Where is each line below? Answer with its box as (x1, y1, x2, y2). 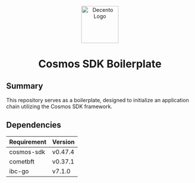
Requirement (9, 137, 46, 146)
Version (52, 137, 75, 146)
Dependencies (6, 120, 61, 130)
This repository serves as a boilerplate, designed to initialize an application (6, 97, 189, 103)
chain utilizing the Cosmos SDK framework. (6, 103, 113, 110)
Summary (6, 81, 43, 91)
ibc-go (9, 167, 29, 175)
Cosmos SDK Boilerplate (38, 57, 162, 71)
